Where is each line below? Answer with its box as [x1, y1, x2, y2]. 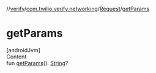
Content [6, 53, 27, 60]
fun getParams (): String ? [6, 59, 69, 66]
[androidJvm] [6, 46, 41, 54]
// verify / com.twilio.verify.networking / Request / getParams [6, 5, 150, 12]
